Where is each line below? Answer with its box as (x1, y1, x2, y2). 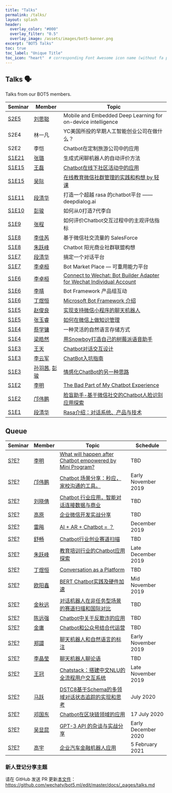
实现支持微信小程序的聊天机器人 (63, 307, 141, 314)
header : (5, 22, 22, 27)
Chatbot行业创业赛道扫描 (59, 536, 120, 542)
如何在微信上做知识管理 (63, 316, 120, 324)
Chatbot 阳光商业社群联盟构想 (63, 244, 136, 251)
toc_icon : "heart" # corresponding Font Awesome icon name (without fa (5, 55, 164, 61)
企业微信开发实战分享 (59, 512, 111, 518)
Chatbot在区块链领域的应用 (59, 711, 125, 718)
